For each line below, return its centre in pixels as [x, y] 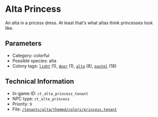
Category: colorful [31, 55]
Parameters [23, 44]
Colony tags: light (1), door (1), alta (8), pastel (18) [64, 66]
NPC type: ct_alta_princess [41, 98]
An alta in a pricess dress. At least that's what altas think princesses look [79, 23]
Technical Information [40, 82]
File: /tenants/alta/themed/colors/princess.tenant [64, 109]
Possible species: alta [34, 61]
